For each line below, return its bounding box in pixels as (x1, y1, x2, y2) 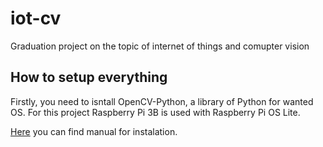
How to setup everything (10, 69, 168, 86)
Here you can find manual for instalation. (10, 125, 178, 137)
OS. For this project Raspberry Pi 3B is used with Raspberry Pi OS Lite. (10, 106, 301, 118)
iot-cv (10, 7, 62, 30)
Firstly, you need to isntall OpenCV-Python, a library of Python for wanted (10, 95, 314, 107)
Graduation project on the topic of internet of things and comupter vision (10, 40, 310, 52)
